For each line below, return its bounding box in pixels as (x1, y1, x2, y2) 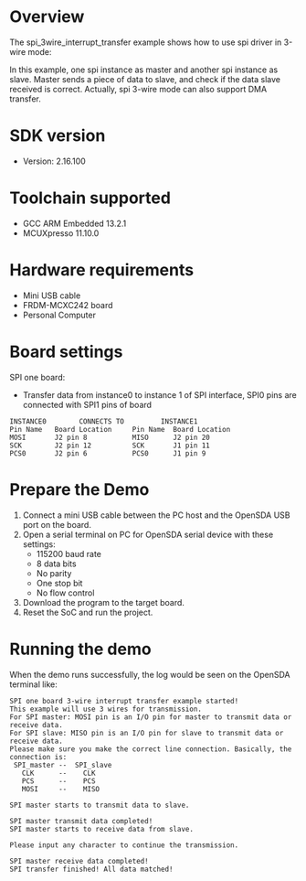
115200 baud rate (36, 548, 102, 559)
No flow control (36, 587, 95, 598)
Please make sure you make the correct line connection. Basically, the (9, 744, 292, 754)
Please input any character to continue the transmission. (9, 840, 239, 850)
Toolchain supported (9, 188, 172, 209)
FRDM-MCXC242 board (22, 299, 113, 310)
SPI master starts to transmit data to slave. (9, 800, 190, 810)
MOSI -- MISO (21, 784, 100, 793)
